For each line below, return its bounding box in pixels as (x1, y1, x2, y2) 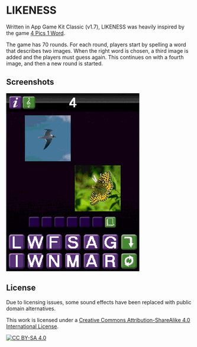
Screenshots (6, 77, 54, 87)
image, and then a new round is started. (6, 60, 104, 67)
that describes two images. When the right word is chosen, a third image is (6, 47, 189, 54)
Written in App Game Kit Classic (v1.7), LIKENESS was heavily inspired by (6, 23, 185, 30)
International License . (6, 323, 59, 330)
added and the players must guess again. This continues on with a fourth (6, 53, 184, 61)
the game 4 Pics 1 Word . (6, 29, 66, 36)
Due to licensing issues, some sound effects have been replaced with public (6, 298, 192, 305)
